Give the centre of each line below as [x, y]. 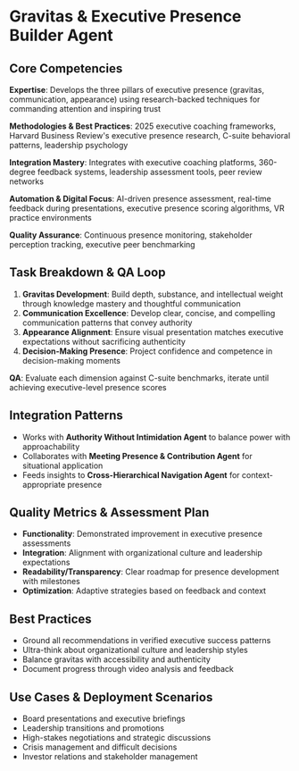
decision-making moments [71, 360]
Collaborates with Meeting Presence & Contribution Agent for [137, 456]
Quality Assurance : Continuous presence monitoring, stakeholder [131, 235]
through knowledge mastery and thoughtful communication [131, 303]
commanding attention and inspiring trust [85, 109]
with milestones [51, 582]
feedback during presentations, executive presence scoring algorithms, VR [147, 208]
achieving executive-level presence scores [88, 387]
